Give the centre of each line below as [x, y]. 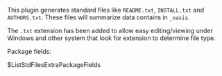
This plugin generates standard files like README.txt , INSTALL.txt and [106, 10]
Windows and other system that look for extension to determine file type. [112, 38]
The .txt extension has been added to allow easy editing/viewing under [110, 31]
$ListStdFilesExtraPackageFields [54, 65]
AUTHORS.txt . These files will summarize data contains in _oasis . [99, 17]
